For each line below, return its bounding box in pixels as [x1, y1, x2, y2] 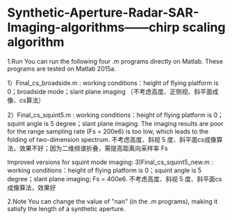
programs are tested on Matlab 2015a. [7, 64, 117, 73]
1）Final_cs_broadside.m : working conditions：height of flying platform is [7, 78, 219, 87]
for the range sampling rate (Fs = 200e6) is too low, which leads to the [7, 127, 209, 136]
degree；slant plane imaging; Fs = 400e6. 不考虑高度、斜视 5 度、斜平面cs [7, 174, 222, 183]
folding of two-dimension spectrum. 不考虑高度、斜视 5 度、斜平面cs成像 [7, 135, 217, 143]
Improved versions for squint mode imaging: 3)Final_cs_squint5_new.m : [7, 158, 213, 166]
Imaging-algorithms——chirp [7, 19, 180, 35]
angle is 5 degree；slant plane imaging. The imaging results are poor [26, 119, 224, 127]
